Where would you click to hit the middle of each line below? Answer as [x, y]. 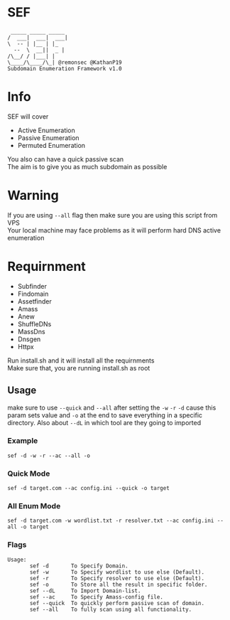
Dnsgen [29, 339]
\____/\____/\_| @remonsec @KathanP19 [65, 62]
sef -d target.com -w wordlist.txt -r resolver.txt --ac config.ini [111, 521]
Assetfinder [34, 301]
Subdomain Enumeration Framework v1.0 [65, 68]
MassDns [31, 331]
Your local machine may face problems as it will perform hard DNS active [114, 230]
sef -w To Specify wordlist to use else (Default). [117, 572]
